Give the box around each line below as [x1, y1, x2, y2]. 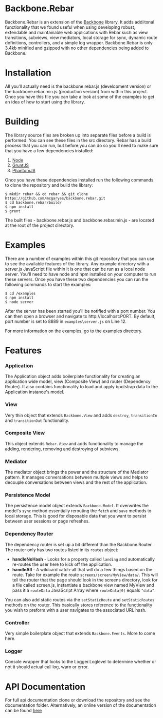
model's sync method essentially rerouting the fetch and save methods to [5, 508, 152, 514]
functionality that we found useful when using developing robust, [5, 24, 136, 30]
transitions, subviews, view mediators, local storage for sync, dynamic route [5, 35, 158, 40]
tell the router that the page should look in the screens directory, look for [12, 577, 158, 583]
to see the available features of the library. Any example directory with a [5, 260, 149, 266]
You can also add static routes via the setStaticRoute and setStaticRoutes [5, 597, 155, 602]
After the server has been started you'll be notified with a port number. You [5, 308, 156, 314]
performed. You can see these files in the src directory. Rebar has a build [5, 137, 152, 143]
